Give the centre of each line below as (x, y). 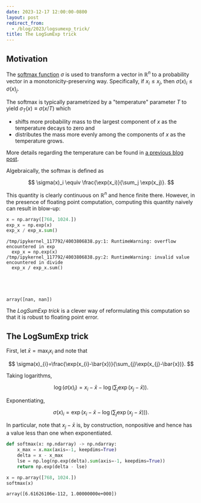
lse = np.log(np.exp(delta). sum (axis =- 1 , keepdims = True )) (91, 461)
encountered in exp (31, 247)
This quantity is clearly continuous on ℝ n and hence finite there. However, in (101, 194)
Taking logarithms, (29, 376)
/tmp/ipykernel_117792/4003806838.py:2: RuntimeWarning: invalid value (98, 257)
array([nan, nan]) (29, 300)
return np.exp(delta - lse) (52, 466)
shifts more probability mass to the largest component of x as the (96, 121)
